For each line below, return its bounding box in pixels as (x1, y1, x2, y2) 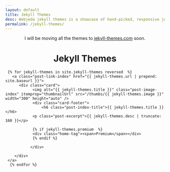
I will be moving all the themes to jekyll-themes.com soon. (24, 35, 146, 41)
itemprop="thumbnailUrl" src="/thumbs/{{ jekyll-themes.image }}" (21, 92, 164, 97)
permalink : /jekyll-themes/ (5, 21, 65, 27)
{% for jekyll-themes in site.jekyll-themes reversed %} (7, 70, 133, 75)
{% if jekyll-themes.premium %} (32, 127, 103, 132)
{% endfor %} (10, 162, 37, 167)
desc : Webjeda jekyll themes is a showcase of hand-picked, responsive (5, 17, 159, 22)
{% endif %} (32, 136, 58, 141)
